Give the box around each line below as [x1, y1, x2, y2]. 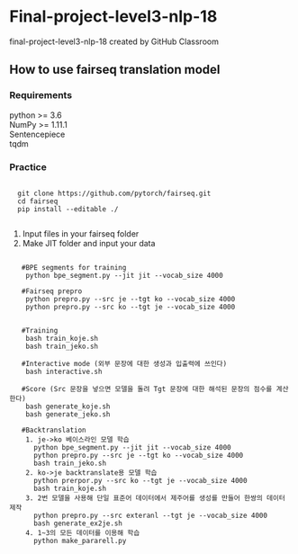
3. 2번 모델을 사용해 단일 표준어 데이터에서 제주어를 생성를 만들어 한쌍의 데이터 [25, 493, 285, 503]
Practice [9, 160, 47, 173]
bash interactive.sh [25, 367, 103, 376]
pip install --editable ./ [17, 204, 119, 213]
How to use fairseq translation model [9, 62, 221, 77]
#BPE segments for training [21, 263, 127, 272]
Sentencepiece [9, 129, 66, 139]
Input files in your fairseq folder [22, 228, 140, 239]
